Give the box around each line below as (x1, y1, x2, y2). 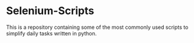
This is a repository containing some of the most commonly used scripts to (6, 24, 189, 31)
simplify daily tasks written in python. (6, 29, 97, 37)
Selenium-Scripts (6, 4, 95, 18)
